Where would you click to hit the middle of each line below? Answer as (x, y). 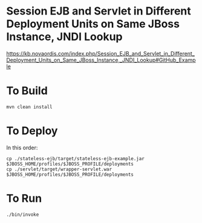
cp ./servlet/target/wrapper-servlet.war (59, 169)
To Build (27, 91)
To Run (24, 198)
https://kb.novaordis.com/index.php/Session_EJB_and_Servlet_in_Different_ (101, 53)
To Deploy (32, 131)
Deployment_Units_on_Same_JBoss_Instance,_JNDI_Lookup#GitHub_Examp (101, 60)
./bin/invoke (23, 215)
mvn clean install (29, 107)
